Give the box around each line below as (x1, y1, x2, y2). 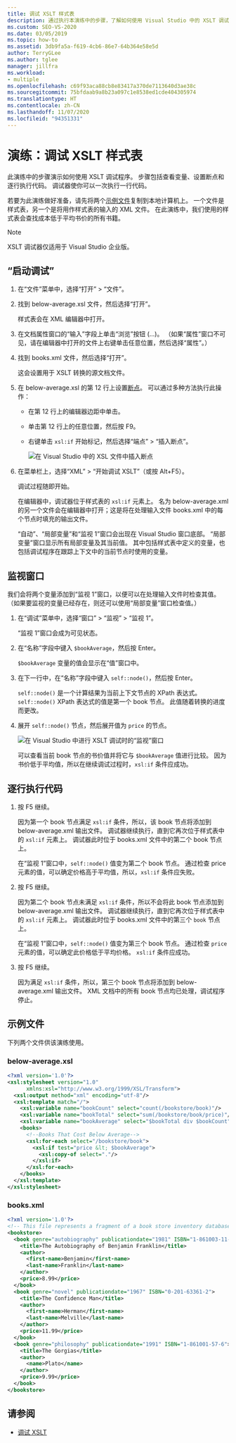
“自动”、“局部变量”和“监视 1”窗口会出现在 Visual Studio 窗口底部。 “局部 (17, 530, 226, 538)
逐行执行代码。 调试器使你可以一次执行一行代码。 (7, 181, 151, 190)
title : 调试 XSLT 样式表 (7, 10, 75, 18)
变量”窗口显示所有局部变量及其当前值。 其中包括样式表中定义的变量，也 (17, 538, 225, 547)
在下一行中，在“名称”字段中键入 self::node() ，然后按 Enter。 (17, 674, 197, 682)
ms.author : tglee (7, 56, 58, 63)
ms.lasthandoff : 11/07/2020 (7, 109, 90, 116)
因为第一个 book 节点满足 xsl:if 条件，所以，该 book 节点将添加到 (17, 818, 212, 826)
